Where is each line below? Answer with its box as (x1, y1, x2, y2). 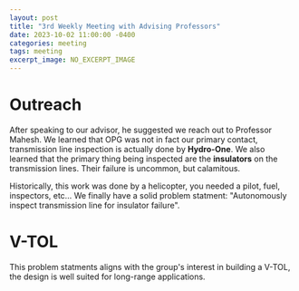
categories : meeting (9, 38, 88, 48)
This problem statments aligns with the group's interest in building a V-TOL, (9, 261, 291, 272)
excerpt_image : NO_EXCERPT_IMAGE (9, 55, 136, 64)
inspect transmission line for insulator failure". (9, 199, 180, 210)
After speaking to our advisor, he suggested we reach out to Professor (9, 124, 273, 135)
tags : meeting (9, 47, 63, 56)
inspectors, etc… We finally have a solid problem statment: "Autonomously (9, 189, 287, 200)
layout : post (9, 13, 59, 23)
